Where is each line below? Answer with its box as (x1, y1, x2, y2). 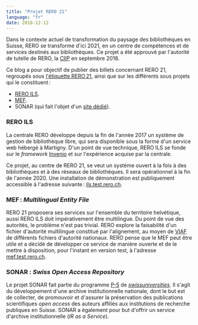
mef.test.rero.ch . (6, 253, 47, 260)
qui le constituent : (6, 79, 51, 86)
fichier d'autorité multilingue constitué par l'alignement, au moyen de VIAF (6, 228, 187, 235)
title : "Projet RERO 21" (6, 8, 67, 15)
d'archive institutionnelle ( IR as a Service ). (6, 313, 109, 320)
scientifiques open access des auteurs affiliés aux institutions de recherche (6, 300, 190, 307)
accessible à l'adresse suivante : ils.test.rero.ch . (6, 180, 123, 187)
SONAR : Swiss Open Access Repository (6, 267, 125, 276)
